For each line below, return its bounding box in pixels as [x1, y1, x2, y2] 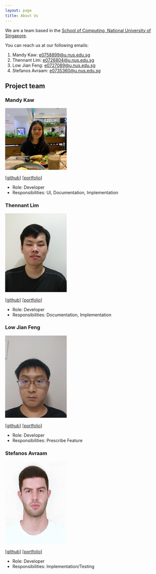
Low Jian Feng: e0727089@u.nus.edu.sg [12, 62, 96, 68]
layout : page [5, 8, 32, 13]
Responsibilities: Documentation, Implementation [12, 312, 112, 318]
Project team [5, 82, 45, 90]
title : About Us [5, 13, 38, 18]
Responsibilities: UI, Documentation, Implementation [12, 190, 119, 196]
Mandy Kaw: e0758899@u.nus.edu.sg [12, 52, 91, 58]
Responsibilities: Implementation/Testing [12, 564, 94, 570]
